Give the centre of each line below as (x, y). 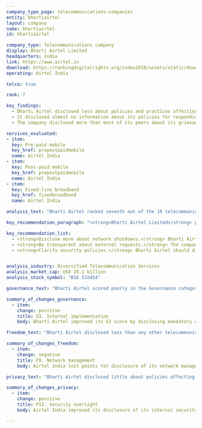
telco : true (21, 84)
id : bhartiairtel (28, 34)
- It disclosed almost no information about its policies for (91, 117)
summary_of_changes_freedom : (43, 344)
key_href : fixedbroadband (44, 195)
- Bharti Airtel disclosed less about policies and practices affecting (105, 112)
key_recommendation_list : (38, 233)
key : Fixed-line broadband (45, 190)
